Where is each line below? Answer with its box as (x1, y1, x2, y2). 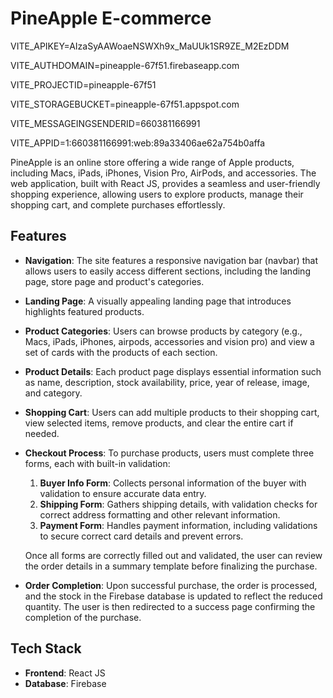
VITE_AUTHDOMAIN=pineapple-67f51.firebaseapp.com (10, 59, 240, 71)
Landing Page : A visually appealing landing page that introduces (24, 295, 292, 307)
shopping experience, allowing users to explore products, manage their (10, 188, 304, 200)
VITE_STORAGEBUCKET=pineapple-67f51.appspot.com (10, 98, 240, 110)
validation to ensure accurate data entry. (39, 487, 207, 499)
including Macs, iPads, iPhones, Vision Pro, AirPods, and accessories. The (10, 167, 317, 179)
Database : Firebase (24, 677, 107, 689)
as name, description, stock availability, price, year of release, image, (24, 376, 310, 388)
